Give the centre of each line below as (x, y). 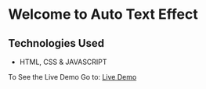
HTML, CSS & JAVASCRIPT (63, 62)
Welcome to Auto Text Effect (103, 14)
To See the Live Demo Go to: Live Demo (72, 77)
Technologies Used (56, 43)
